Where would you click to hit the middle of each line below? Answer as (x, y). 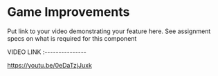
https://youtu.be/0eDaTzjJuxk (49, 65)
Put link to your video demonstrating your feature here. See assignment (109, 31)
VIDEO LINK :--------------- (47, 52)
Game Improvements (69, 12)
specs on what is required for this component (72, 38)
